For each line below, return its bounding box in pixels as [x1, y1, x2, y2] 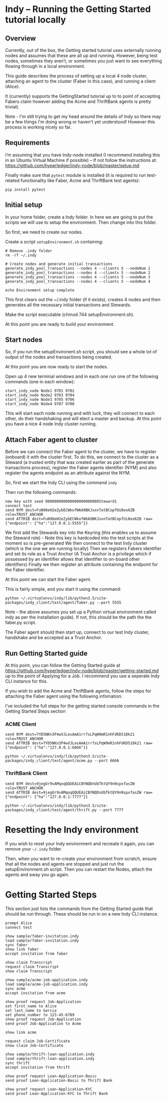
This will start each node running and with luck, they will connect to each [5, 410, 156, 416]
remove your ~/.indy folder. [5, 846, 62, 852]
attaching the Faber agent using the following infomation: [5, 693, 123, 699]
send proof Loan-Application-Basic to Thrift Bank [5, 1078, 113, 1083]
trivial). [5, 104, 20, 109]
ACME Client [5, 721, 36, 728]
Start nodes [5, 336, 42, 344]
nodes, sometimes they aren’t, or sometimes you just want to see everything [5, 58, 162, 63]
